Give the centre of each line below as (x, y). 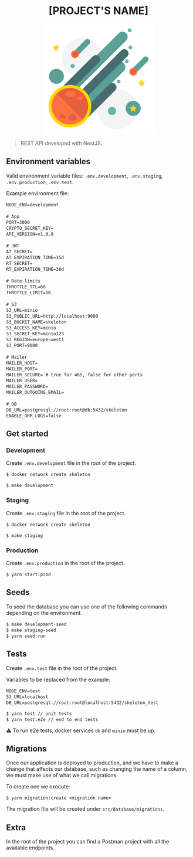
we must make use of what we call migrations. (62, 776)
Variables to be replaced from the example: (58, 679)
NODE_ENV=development (33, 205)
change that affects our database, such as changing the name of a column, (97, 769)
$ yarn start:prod (28, 575)
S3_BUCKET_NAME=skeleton (36, 322)
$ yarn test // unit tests (39, 713)
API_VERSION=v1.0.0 (30, 234)
